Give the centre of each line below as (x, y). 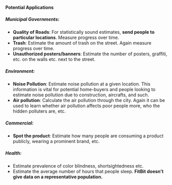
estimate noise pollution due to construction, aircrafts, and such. (81, 95)
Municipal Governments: (33, 19)
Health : (14, 153)
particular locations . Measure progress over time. (66, 37)
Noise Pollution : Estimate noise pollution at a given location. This (81, 84)
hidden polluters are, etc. (39, 111)
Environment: (20, 71)
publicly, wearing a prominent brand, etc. (56, 141)
